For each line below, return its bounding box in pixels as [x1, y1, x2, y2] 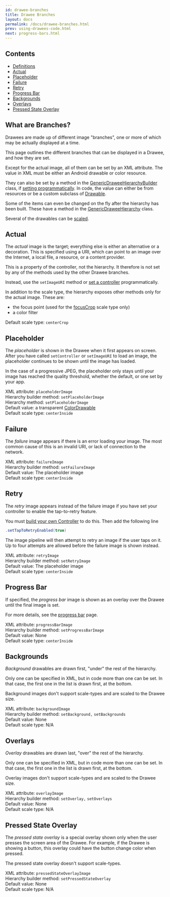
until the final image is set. [5, 602, 60, 608]
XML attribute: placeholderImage [5, 389, 72, 395]
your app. [5, 379, 25, 385]
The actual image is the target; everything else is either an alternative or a [5, 243, 159, 249]
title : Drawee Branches [5, 12, 56, 17]
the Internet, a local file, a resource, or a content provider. [5, 254, 125, 261]
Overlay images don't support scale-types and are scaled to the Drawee [5, 775, 156, 781]
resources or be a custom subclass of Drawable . [5, 190, 107, 196]
